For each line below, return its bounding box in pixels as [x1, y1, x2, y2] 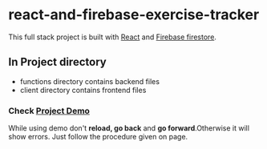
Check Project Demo [8, 105, 91, 116]
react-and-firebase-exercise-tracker [8, 6, 260, 24]
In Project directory [8, 55, 107, 69]
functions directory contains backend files [19, 76, 160, 86]
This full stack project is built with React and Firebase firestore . [8, 32, 216, 42]
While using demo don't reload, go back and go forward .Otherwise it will [8, 123, 250, 133]
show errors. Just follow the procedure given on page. [8, 132, 188, 142]
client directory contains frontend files [19, 85, 147, 95]
